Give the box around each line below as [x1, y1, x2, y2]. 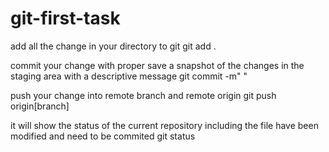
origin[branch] [10, 100, 70, 112]
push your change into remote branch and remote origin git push [10, 89, 277, 101]
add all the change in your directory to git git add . [10, 40, 217, 52]
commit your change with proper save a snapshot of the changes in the [10, 59, 305, 71]
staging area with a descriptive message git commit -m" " [10, 70, 248, 82]
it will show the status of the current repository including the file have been [10, 119, 319, 131]
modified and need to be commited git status [10, 130, 196, 142]
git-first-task [10, 7, 121, 30]
